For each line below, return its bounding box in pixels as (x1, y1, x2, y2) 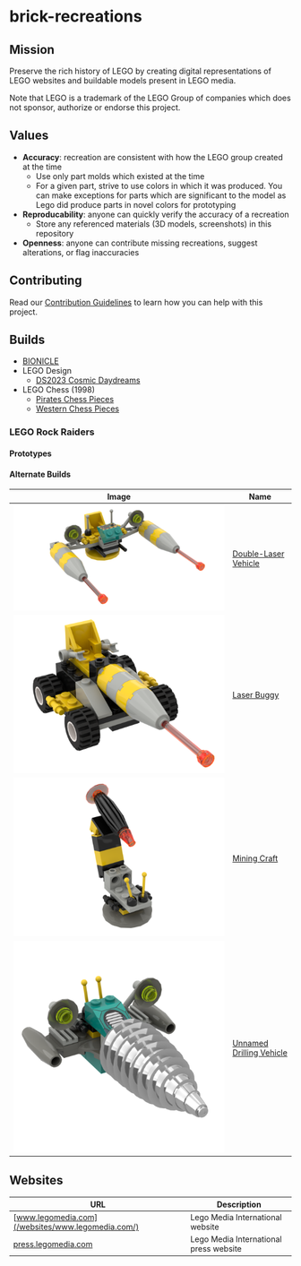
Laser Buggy (232, 690, 279, 701)
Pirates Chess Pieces (35, 394, 115, 405)
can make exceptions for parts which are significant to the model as (35, 190, 287, 201)
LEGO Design (21, 366, 73, 376)
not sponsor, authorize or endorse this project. (9, 102, 181, 113)
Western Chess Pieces (35, 403, 119, 414)
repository (35, 228, 74, 238)
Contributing (9, 273, 82, 289)
